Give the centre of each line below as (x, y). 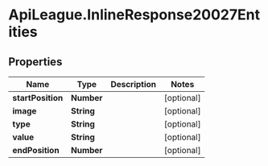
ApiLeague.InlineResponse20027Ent (134, 15)
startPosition (38, 98)
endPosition (36, 150)
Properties (35, 62)
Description (134, 84)
